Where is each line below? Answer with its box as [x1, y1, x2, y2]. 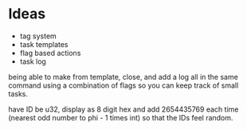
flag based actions [19, 48, 81, 57]
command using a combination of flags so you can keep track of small [8, 81, 239, 90]
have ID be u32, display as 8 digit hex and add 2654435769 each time [8, 104, 239, 114]
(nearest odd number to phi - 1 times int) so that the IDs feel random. [8, 112, 233, 122]
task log [19, 57, 46, 66]
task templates [19, 39, 69, 49]
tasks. [8, 89, 29, 98]
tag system [19, 31, 57, 41]
